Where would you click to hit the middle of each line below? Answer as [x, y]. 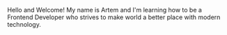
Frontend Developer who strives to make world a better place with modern [114, 17]
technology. [24, 24]
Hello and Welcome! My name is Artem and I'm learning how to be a [104, 10]
